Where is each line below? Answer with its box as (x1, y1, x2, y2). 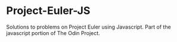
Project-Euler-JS (6, 4, 91, 17)
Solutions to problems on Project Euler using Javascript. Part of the (6, 23, 171, 30)
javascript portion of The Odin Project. (6, 29, 100, 36)
